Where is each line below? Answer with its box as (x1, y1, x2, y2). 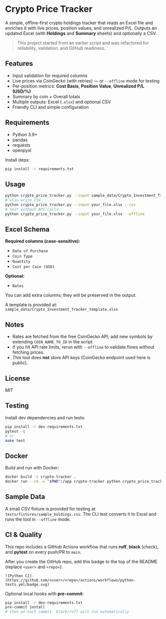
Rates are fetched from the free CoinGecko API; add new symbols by (12, 333, 153, 339)
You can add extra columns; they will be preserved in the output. (5, 292, 137, 298)
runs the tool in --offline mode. (5, 516, 71, 522)
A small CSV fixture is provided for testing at (5, 505, 95, 512)
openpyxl (12, 147, 32, 153)
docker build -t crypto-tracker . (5, 474, 77, 480)
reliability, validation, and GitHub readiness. (17, 45, 106, 51)
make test (5, 438, 26, 443)
